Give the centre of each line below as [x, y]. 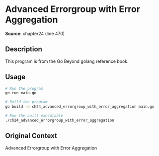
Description [24, 49]
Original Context [31, 136]
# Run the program [24, 88]
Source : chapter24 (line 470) [35, 33]
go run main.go [21, 93]
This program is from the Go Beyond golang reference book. [67, 61]
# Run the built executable [34, 116]
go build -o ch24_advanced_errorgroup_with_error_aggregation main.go [80, 107]
